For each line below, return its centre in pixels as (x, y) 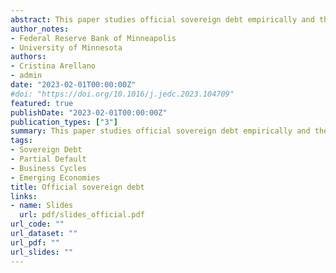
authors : (28, 57)
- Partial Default (48, 159)
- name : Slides (42, 206)
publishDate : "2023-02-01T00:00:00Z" (89, 112)
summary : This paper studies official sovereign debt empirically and (160, 131)
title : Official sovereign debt (77, 187)
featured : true (42, 103)
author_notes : (40, 29)
